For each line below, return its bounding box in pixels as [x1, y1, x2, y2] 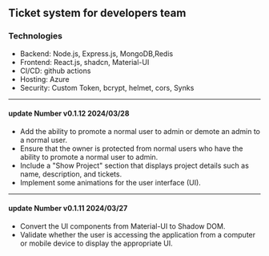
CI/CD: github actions [19, 66, 91, 75]
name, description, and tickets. [19, 169, 122, 179]
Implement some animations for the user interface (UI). [19, 177, 202, 187]
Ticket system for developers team [8, 6, 187, 20]
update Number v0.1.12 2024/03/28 [8, 108, 130, 119]
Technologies [8, 30, 62, 42]
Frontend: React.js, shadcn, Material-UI [19, 57, 150, 67]
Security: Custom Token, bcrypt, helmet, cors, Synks [19, 83, 195, 92]
